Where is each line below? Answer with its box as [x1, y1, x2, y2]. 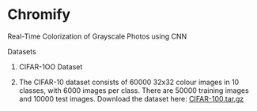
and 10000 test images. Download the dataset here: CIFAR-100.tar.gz [18, 94, 244, 103]
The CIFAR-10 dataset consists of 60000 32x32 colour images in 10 [18, 77, 240, 87]
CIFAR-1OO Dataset [18, 61, 83, 72]
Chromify [7, 6, 71, 24]
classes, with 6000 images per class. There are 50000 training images [18, 85, 250, 95]
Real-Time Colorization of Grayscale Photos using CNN [7, 31, 187, 41]
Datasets [7, 46, 36, 56]
